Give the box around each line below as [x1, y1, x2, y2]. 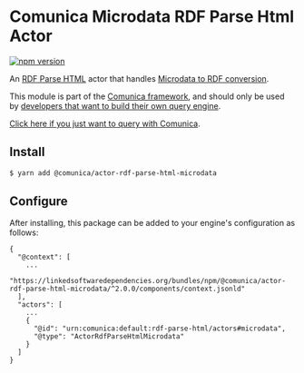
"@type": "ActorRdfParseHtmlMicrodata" [33, 332, 184, 341]
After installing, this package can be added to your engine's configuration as [9, 218, 296, 229]
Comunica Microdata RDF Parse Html [9, 6, 295, 27]
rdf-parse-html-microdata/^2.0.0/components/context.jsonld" [9, 284, 246, 294]
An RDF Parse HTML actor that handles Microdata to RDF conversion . [9, 73, 270, 83]
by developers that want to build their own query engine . [9, 100, 221, 111]
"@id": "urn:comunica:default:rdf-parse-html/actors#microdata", [33, 324, 286, 333]
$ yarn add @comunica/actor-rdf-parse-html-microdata [9, 168, 218, 178]
